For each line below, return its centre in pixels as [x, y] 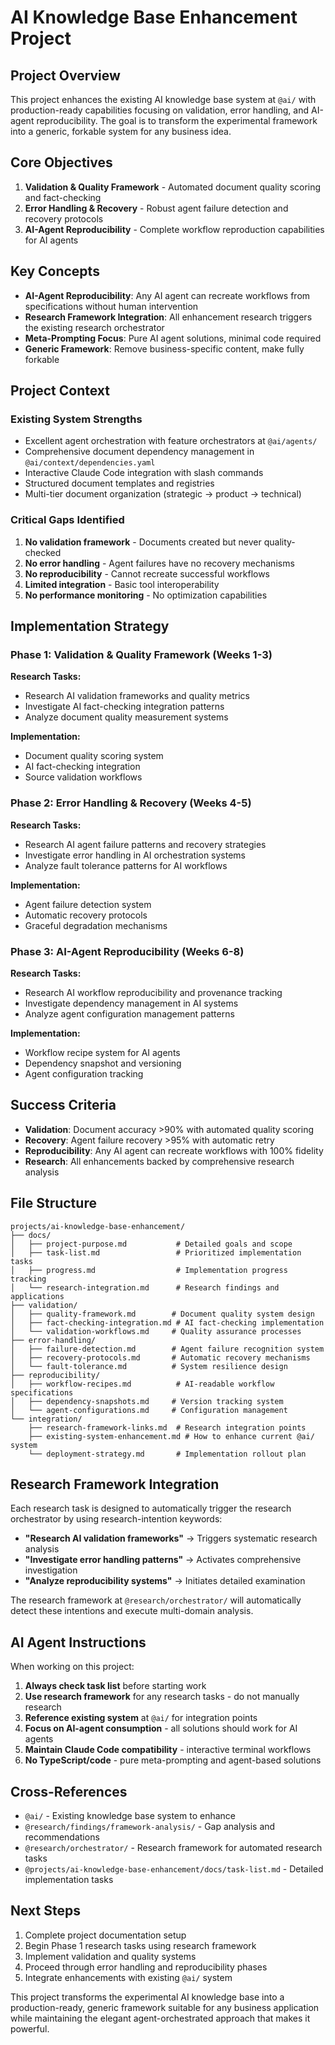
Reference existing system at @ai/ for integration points [141, 1718]
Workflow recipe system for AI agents [102, 1052]
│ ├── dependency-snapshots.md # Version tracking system [147, 1401]
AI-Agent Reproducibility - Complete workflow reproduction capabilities [174, 229]
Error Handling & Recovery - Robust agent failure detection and [156, 208]
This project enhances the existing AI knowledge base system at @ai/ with [163, 99]
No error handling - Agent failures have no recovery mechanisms [159, 563]
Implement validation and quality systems [110, 1956]
